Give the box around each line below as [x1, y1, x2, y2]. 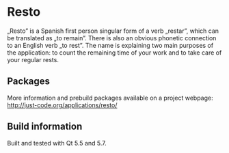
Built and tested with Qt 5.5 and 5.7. [7, 139, 107, 147]
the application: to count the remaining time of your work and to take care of [7, 48, 222, 57]
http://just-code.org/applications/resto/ [7, 100, 118, 109]
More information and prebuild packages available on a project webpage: [7, 94, 213, 102]
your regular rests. [7, 55, 59, 64]
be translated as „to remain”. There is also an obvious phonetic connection [7, 33, 217, 42]
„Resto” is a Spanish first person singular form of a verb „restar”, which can [7, 27, 219, 35]
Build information [7, 121, 83, 133]
